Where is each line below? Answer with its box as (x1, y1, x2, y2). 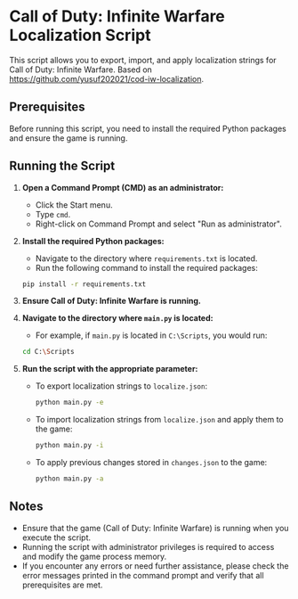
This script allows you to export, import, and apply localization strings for (9, 54, 278, 65)
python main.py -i (35, 441, 104, 450)
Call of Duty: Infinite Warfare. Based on (9, 64, 153, 75)
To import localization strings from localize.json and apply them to (35, 414, 284, 425)
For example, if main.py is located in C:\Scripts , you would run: (35, 330, 268, 341)
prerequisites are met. (21, 579, 103, 590)
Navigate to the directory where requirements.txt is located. (35, 252, 258, 264)
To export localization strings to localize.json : (35, 381, 207, 391)
